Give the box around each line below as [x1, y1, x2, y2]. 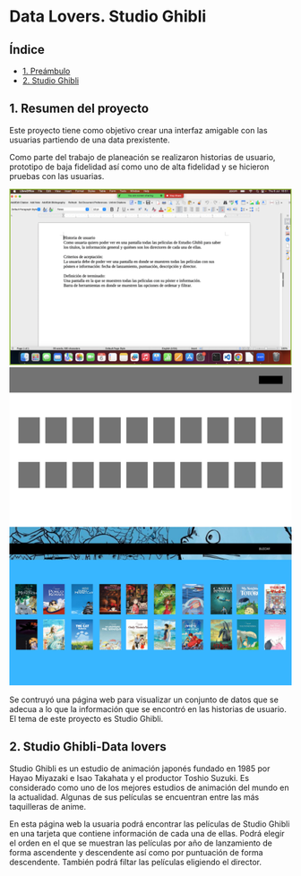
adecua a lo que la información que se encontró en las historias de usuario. [9, 703, 287, 714]
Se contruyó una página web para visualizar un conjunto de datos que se [9, 694, 279, 705]
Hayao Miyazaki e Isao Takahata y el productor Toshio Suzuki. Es [9, 772, 249, 783]
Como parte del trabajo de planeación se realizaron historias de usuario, [9, 151, 276, 162]
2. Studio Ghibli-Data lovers [9, 739, 168, 754]
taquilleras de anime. [9, 801, 87, 812]
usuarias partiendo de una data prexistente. [9, 134, 170, 145]
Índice [9, 42, 45, 57]
